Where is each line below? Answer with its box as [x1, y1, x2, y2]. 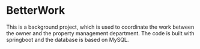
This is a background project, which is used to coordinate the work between [6, 23, 195, 30]
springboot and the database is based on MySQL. [6, 36, 129, 43]
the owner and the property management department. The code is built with [6, 29, 195, 36]
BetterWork [6, 4, 65, 17]
